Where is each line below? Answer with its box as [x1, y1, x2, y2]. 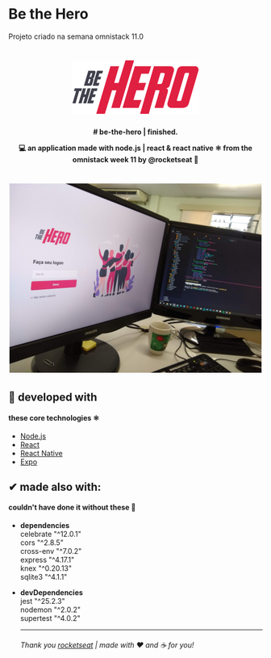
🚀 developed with [8, 391, 98, 404]
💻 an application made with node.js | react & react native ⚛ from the [19, 143, 252, 153]
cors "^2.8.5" [19, 538, 65, 547]
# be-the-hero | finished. [92, 127, 179, 136]
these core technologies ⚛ [8, 413, 100, 422]
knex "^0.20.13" [19, 564, 73, 573]
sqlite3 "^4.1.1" [19, 572, 68, 582]
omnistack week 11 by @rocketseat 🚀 [72, 154, 199, 164]
